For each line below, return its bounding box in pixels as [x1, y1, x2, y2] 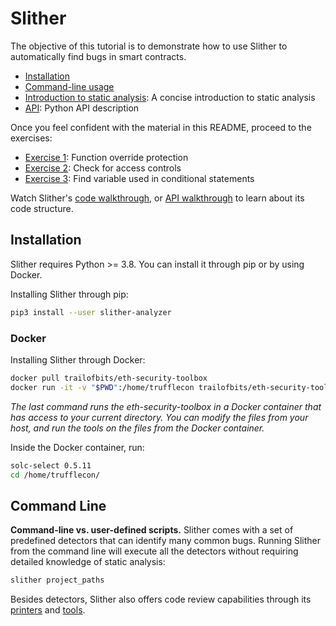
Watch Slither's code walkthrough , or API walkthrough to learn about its [10, 192, 305, 204]
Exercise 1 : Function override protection [24, 151, 189, 163]
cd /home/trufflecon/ [10, 470, 101, 480]
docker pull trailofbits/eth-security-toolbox [10, 373, 208, 383]
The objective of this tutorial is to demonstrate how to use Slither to [10, 40, 288, 52]
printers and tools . [10, 604, 86, 616]
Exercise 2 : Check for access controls [24, 162, 182, 174]
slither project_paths [10, 575, 105, 586]
